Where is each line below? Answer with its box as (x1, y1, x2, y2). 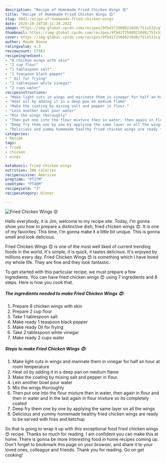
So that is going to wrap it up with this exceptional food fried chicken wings (5, 425, 159, 431)
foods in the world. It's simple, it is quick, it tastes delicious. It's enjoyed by (5, 249, 157, 254)
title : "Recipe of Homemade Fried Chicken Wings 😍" (5, 12, 116, 17)
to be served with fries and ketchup (12, 416, 85, 422)
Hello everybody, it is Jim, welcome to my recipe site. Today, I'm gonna (5, 218, 150, 224)
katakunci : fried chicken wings (5, 163, 72, 168)
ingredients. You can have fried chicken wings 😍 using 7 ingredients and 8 (5, 274, 158, 280)
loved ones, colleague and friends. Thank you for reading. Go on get (5, 447, 144, 453)
